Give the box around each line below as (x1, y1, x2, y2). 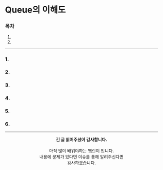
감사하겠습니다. (67, 160, 96, 166)
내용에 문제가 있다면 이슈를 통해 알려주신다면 (39, 154, 124, 160)
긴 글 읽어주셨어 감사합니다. (55, 137, 108, 142)
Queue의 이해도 (5, 4, 66, 15)
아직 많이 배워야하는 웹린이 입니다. (49, 148, 114, 154)
